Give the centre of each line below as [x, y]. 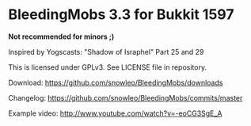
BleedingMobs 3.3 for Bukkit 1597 [122, 15]
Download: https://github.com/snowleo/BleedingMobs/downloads [116, 82]
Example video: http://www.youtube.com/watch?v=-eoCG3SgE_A [115, 113]
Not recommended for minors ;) [61, 36]
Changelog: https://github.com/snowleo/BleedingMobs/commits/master [125, 97]
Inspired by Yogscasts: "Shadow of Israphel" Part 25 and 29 [106, 52]
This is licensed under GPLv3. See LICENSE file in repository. [108, 67]
